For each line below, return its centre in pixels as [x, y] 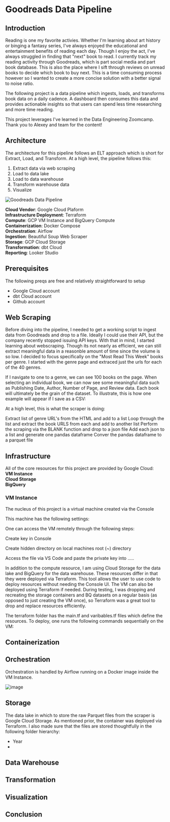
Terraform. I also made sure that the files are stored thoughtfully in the [79, 726]
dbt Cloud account [32, 296]
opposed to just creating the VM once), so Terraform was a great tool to [80, 600]
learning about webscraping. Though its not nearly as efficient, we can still [83, 346]
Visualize [22, 189]
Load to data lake [31, 173]
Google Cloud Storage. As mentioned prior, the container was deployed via [83, 720]
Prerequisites [27, 268]
